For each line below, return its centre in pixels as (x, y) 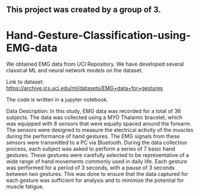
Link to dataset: (25, 82)
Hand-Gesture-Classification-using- (99, 35)
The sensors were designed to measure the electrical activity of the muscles (100, 130)
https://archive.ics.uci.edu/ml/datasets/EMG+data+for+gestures (85, 88)
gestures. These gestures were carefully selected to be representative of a (97, 155)
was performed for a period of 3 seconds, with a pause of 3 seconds (91, 168)
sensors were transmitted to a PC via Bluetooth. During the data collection (97, 143)
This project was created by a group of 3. (84, 10)
